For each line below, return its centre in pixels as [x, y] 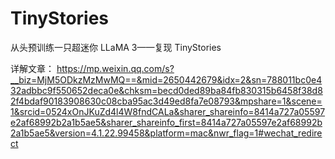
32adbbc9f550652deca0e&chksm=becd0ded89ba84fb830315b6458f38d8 [166, 90]
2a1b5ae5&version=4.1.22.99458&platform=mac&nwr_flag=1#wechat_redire [166, 133]
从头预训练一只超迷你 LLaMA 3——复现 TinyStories [116, 47]
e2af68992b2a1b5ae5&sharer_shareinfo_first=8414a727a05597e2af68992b [166, 122]
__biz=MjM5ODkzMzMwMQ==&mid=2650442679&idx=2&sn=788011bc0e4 [166, 79]
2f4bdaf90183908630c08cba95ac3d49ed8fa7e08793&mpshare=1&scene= [166, 101]
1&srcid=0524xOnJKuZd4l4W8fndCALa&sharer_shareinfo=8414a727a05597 [168, 111]
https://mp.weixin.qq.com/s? [115, 68]
